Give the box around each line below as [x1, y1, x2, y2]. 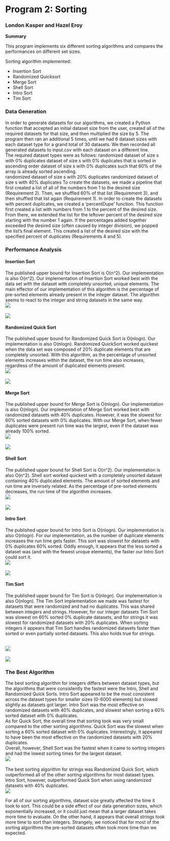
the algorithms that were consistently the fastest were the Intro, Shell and [5, 686, 158, 692]
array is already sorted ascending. [5, 168, 77, 174]
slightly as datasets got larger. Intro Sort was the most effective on [5, 702, 144, 708]
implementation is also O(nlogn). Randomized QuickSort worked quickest [5, 341, 158, 347]
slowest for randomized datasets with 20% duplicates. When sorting [5, 620, 149, 626]
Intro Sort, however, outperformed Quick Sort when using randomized [5, 777, 151, 783]
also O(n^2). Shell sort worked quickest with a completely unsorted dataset [5, 472, 162, 478]
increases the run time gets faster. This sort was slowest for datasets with [5, 538, 160, 544]
